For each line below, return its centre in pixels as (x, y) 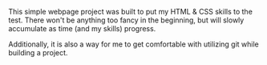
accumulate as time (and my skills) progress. (82, 28)
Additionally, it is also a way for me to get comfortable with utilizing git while (133, 44)
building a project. (38, 53)
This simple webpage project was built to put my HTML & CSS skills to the (130, 12)
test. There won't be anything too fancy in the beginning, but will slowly (126, 20)
